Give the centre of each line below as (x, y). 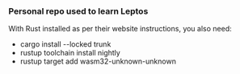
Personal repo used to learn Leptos (78, 11)
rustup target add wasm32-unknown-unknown (98, 61)
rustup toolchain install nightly (70, 53)
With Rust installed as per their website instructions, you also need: (120, 29)
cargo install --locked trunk (65, 44)
